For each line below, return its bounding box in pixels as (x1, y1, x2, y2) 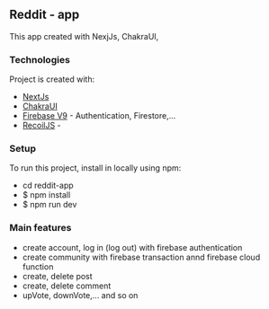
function (22, 260, 54, 272)
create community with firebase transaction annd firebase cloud (22, 252, 261, 262)
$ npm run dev (22, 199, 77, 210)
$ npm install (22, 190, 71, 200)
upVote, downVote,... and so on (22, 289, 139, 300)
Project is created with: (9, 74, 95, 84)
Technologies (9, 53, 70, 66)
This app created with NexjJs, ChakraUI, (9, 31, 159, 41)
